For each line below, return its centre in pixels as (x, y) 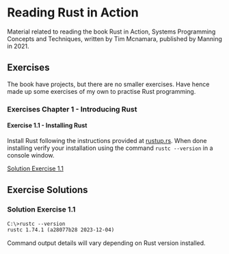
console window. (31, 155)
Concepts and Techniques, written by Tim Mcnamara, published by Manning (114, 38)
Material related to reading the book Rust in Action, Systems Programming (111, 31)
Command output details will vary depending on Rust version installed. (107, 243)
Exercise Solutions (48, 190)
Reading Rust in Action (73, 13)
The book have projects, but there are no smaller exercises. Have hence (108, 84)
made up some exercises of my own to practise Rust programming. (102, 91)
